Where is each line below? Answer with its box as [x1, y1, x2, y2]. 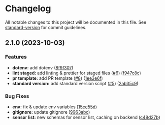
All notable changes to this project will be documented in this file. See [5, 19, 147, 25]
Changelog [5, 3, 51, 14]
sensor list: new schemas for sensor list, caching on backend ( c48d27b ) [12, 114, 161, 120]
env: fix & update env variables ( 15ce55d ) [12, 104, 97, 110]
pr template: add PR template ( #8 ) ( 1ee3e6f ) [12, 75, 103, 81]
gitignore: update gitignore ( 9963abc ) [12, 109, 90, 115]
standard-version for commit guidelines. [5, 24, 87, 30]
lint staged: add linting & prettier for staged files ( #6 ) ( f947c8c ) [12, 70, 141, 76]
